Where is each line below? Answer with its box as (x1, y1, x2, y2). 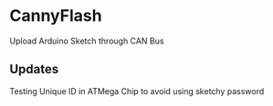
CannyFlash (9, 5, 102, 26)
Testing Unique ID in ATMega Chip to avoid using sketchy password (9, 85, 265, 96)
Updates (9, 62, 59, 77)
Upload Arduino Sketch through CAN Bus (9, 35, 164, 46)
